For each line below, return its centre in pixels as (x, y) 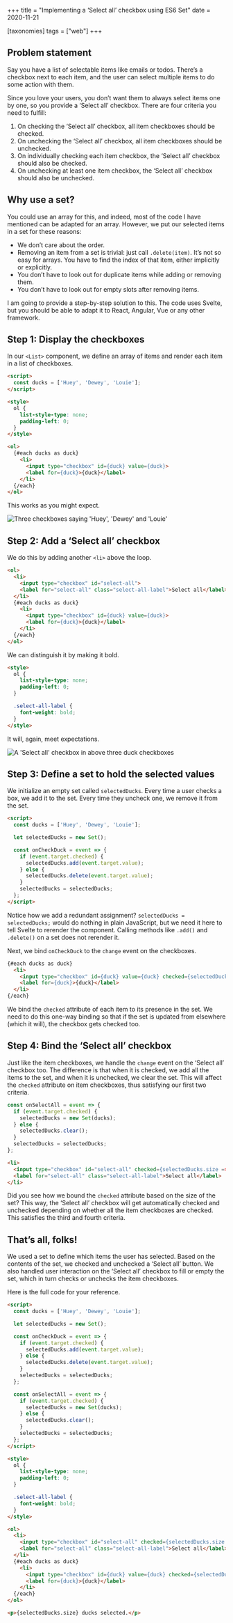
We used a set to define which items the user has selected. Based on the (111, 1257)
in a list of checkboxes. (40, 363)
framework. (24, 317)
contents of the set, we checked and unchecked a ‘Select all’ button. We (110, 1264)
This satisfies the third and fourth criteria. (66, 1218)
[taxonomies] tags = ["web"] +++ (55, 31)
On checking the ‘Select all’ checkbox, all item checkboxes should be (116, 126)
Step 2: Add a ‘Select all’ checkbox (84, 541)
